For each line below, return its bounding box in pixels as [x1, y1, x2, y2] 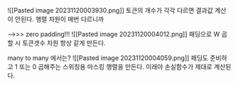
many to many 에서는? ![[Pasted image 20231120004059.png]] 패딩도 [7, 54, 208, 62]
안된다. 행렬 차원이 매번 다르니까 [14, 15, 104, 23]
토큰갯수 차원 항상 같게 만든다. [22, 39, 106, 47]
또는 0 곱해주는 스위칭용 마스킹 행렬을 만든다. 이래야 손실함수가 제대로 [18, 63, 213, 70]
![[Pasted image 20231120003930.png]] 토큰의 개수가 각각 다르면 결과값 [7, 6, 213, 14]
